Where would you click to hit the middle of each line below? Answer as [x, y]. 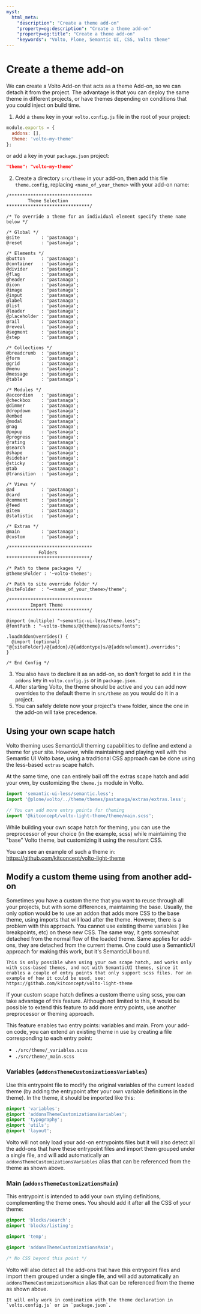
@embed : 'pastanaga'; [43, 416]
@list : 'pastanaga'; [43, 306]
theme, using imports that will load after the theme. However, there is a [94, 920]
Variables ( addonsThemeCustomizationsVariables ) [77, 1072]
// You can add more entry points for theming [65, 810]
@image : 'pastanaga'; [43, 290]
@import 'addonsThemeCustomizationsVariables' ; [67, 1114]
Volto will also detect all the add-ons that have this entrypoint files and [93, 1270]
